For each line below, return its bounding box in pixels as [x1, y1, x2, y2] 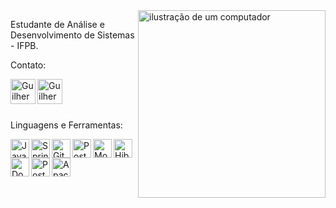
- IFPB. [10, 40, 39, 51]
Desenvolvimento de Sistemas [10, 29, 135, 41]
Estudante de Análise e [10, 19, 105, 30]
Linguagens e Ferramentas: [10, 119, 123, 131]
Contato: [10, 59, 47, 71]
